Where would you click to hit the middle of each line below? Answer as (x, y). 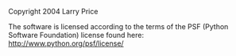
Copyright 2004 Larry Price (53, 11)
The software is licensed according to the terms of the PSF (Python (118, 26)
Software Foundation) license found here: (76, 35)
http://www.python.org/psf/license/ (66, 43)
